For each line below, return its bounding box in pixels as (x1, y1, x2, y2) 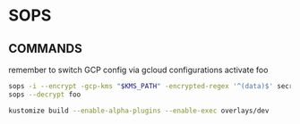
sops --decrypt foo (8, 90, 81, 99)
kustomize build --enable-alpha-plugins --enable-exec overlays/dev (8, 106, 270, 115)
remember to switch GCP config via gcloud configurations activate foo (8, 64, 269, 75)
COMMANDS (8, 41, 82, 56)
